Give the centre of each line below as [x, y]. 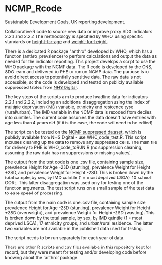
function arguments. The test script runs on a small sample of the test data [80, 188]
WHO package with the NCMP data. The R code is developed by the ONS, [79, 67]
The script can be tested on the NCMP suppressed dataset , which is [73, 132]
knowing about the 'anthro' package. [42, 257]
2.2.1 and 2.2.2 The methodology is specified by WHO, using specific [74, 36]
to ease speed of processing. [34, 193]
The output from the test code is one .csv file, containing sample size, [75, 162]
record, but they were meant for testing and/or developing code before [76, 252]
